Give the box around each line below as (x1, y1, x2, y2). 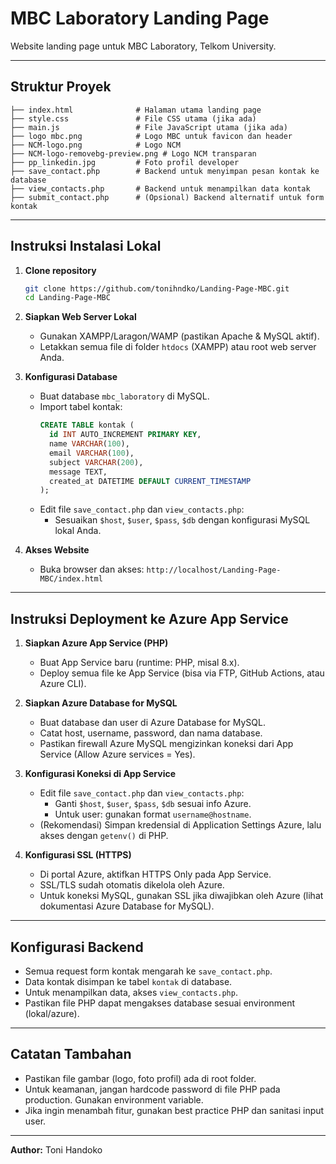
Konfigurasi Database (24, 371, 118, 383)
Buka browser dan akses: (39, 563, 145, 576)
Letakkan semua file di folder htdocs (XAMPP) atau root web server (39, 341, 317, 353)
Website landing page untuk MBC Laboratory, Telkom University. (10, 40, 277, 52)
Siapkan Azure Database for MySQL (24, 697, 178, 709)
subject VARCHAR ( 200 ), (48, 457, 144, 467)
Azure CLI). (39, 678, 87, 690)
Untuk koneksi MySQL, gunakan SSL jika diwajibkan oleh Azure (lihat (39, 890, 324, 902)
